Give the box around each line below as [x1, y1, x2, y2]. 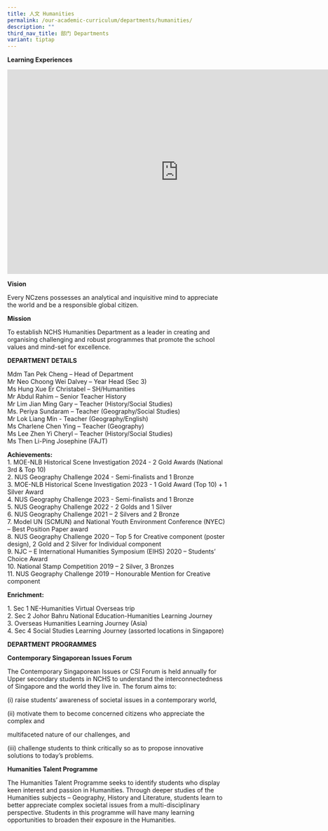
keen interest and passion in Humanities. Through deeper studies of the [7, 786, 214, 795]
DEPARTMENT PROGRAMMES [7, 640, 97, 649]
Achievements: [7, 451, 53, 459]
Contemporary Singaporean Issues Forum [7, 654, 132, 662]
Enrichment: [7, 591, 44, 599]
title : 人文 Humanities [7, 10, 75, 18]
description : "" [7, 23, 55, 30]
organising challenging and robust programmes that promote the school [7, 336, 215, 344]
